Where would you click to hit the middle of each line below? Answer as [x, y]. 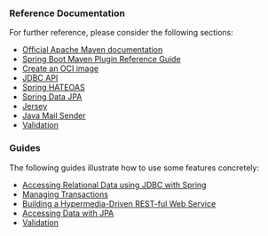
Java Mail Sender [54, 116]
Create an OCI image [60, 68]
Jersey [35, 106]
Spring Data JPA [52, 97]
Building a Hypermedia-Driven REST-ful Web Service [119, 203]
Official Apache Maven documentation [92, 50]
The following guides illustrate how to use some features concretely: [134, 168]
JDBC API [40, 78]
